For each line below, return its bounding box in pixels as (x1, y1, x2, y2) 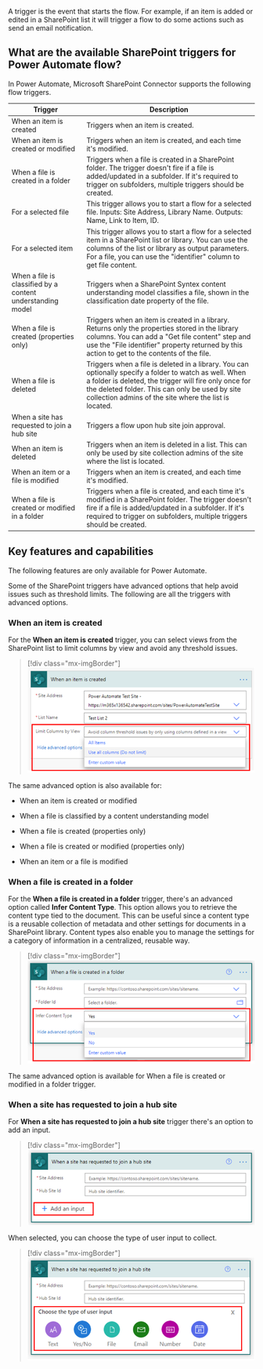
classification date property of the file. (85, 296, 209, 305)
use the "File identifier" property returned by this (85, 341, 243, 350)
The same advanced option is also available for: (8, 780, 162, 790)
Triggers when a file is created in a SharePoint (85, 155, 235, 164)
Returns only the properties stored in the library (85, 323, 239, 333)
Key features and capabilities (8, 545, 154, 558)
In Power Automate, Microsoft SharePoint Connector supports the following (8, 78, 251, 89)
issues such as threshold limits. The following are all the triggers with (8, 589, 231, 599)
